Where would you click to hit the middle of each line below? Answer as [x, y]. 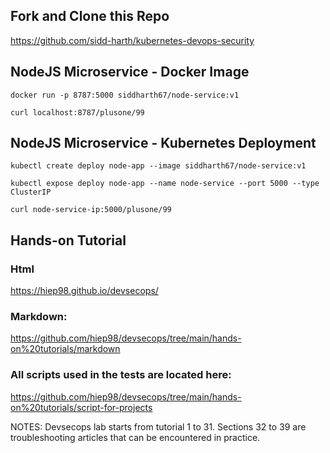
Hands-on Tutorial [68, 240]
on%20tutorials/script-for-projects [81, 407]
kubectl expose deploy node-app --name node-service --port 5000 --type [165, 184]
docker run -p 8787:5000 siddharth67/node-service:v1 [125, 95]
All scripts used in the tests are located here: [121, 375]
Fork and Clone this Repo [90, 16]
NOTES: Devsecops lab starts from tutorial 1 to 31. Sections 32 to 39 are [158, 426]
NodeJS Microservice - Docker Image [130, 72]
